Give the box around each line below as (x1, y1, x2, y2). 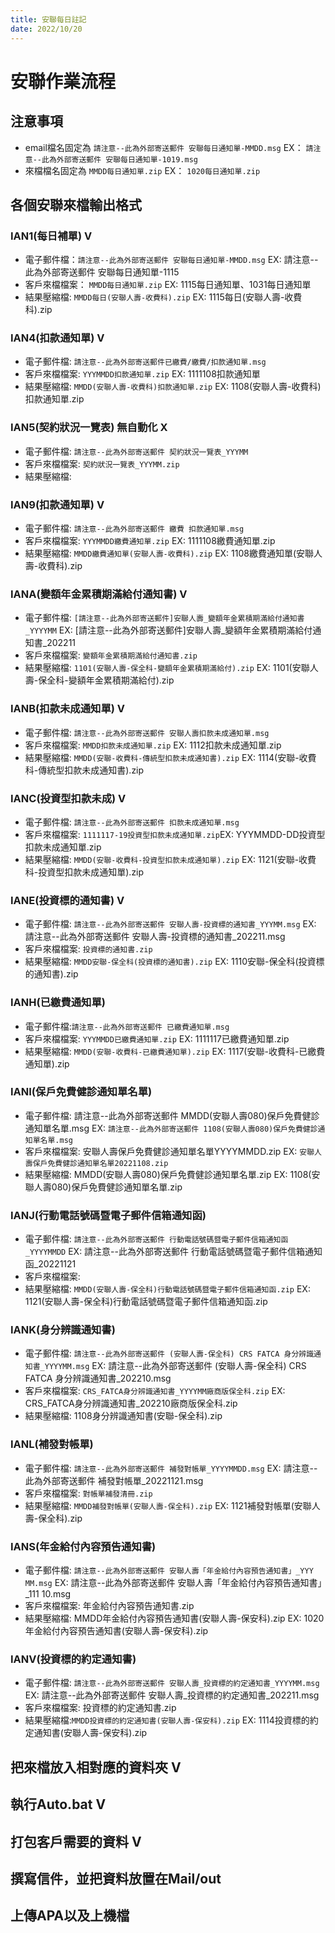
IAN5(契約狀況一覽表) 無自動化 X (10, 421, 168, 435)
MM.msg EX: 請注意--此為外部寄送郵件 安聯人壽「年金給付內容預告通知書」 (24, 1577, 323, 1589)
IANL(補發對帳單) (10, 1437, 94, 1451)
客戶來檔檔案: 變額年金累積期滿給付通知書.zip (24, 649, 198, 661)
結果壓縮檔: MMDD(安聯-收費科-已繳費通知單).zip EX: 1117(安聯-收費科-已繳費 (24, 1045, 326, 1057)
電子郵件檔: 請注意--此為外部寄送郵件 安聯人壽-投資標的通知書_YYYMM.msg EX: (24, 918, 317, 930)
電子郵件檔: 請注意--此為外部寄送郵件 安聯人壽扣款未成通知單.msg (24, 726, 270, 738)
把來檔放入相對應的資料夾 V (10, 1759, 182, 1776)
